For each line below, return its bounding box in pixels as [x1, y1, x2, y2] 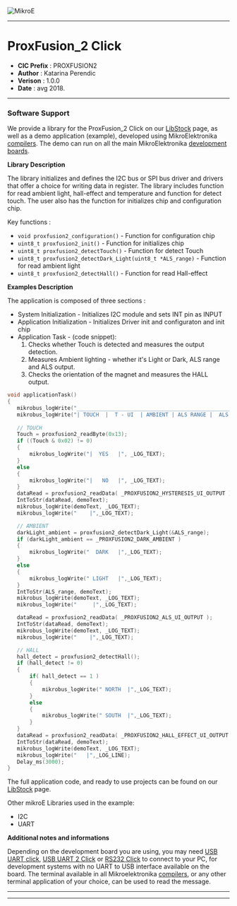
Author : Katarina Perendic [17, 69, 97, 77]
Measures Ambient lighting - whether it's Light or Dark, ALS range [28, 355, 220, 364]
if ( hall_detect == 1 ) [29, 673, 99, 680]
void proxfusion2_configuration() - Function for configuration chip [17, 232, 215, 240]
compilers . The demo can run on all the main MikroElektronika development [7, 139, 227, 148]
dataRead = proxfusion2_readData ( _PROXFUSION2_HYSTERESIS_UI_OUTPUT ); [16, 490, 235, 498]
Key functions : [7, 218, 51, 226]
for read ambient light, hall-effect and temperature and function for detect [7, 189, 222, 198]
